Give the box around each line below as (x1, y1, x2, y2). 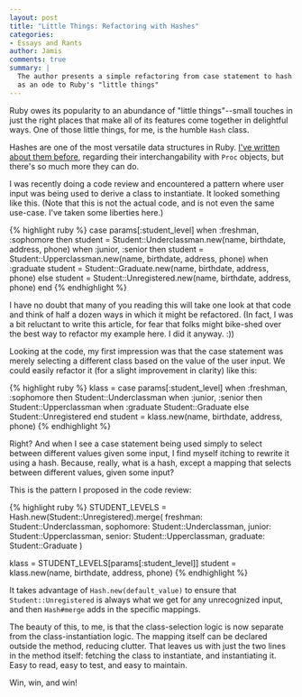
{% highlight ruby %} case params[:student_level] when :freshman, (9, 225, 260, 235)
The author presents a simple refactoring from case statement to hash (17, 72, 293, 81)
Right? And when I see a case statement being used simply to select (9, 438, 263, 449)
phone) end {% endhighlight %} (9, 281, 128, 293)
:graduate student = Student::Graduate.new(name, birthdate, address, (9, 262, 270, 273)
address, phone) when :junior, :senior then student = (9, 243, 205, 254)
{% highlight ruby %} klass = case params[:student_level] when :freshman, (9, 382, 288, 393)
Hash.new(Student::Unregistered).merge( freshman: (9, 511, 203, 522)
